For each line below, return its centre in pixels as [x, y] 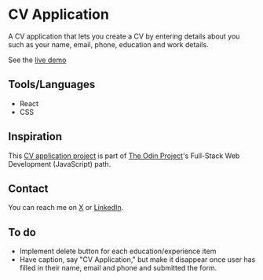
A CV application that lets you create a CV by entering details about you [124, 36]
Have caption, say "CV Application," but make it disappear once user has [137, 260]
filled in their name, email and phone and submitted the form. [118, 268]
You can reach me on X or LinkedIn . [66, 208]
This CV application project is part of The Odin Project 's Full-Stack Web [124, 156]
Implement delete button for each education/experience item [118, 251]
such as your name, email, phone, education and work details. [109, 44]
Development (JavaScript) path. [60, 164]
